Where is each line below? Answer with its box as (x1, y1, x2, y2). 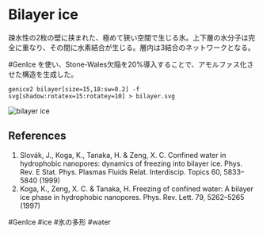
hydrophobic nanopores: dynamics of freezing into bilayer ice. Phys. (19, 159, 243, 168)
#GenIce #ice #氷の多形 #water (8, 217, 111, 227)
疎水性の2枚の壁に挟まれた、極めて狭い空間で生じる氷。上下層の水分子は (8, 33, 249, 42)
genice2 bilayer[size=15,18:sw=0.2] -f (8, 85, 140, 93)
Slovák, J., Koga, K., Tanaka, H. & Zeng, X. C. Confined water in (19, 150, 227, 159)
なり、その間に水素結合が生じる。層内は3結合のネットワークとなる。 (29, 42, 255, 52)
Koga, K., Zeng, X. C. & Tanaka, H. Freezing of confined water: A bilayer (19, 184, 253, 194)
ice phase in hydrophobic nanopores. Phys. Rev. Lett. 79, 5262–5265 (19, 192, 245, 201)
